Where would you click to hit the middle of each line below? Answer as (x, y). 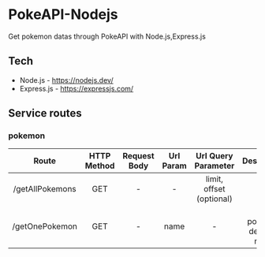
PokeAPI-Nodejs (63, 15)
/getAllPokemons (45, 189)
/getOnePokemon (45, 226)
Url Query (215, 156)
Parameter (215, 166)
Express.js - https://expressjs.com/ (77, 88)
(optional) (214, 199)
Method (100, 166)
